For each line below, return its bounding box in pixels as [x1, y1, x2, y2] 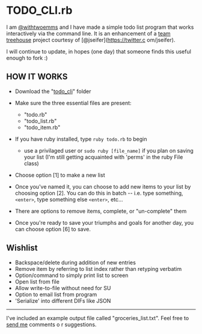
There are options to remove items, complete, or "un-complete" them [14, 207, 187, 214]
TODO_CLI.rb [6, 4, 73, 17]
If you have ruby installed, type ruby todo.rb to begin [14, 135, 147, 142]
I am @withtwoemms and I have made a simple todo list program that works [6, 23, 194, 31]
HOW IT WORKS [6, 71, 68, 82]
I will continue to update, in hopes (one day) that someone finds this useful [6, 47, 191, 55]
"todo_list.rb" [23, 117, 57, 124]
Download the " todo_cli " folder [14, 88, 91, 95]
